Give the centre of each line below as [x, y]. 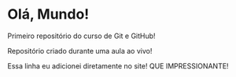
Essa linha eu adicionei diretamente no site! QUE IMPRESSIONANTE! [118, 66]
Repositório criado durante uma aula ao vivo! [80, 51]
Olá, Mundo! [48, 14]
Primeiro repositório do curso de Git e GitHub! [81, 36]
